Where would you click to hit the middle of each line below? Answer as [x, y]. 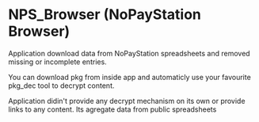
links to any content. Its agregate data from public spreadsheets [112, 109]
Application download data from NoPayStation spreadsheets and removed [129, 53]
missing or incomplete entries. [57, 62]
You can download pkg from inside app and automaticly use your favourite [129, 77]
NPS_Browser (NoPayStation [105, 15]
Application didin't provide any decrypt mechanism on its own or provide [127, 101]
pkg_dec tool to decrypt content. [61, 86]
